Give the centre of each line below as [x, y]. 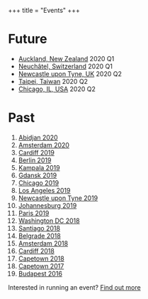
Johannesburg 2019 [47, 205]
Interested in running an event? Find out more [74, 287]
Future [28, 39]
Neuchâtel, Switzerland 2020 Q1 [65, 66]
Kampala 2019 [39, 167]
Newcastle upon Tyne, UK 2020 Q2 [70, 73]
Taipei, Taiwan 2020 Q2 [53, 81]
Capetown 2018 [41, 258]
